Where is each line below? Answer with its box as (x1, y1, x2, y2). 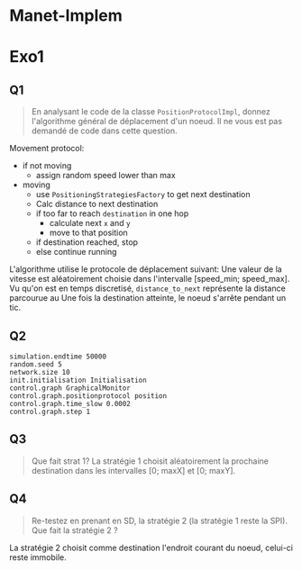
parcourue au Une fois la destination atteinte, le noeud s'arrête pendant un (9, 293, 287, 303)
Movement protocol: (9, 143, 85, 154)
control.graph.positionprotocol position (9, 392, 168, 401)
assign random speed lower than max (35, 170, 176, 181)
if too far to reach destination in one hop (35, 208, 189, 219)
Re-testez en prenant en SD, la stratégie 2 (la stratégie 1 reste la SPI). (31, 515, 288, 526)
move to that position (49, 227, 128, 239)
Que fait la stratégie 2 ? (31, 524, 119, 536)
